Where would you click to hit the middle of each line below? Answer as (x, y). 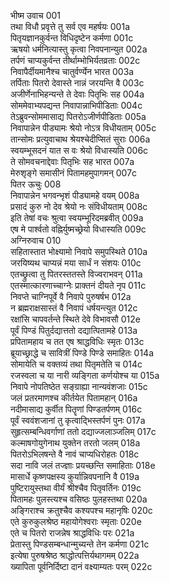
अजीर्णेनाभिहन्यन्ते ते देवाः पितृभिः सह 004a (77, 94)
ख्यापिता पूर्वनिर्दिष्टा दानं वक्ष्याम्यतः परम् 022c (81, 566)
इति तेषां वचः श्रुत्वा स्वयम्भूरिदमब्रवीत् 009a (77, 218)
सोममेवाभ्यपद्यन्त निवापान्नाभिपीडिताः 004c (76, 105)
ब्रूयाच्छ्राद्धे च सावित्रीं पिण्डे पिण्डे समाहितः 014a (82, 353)
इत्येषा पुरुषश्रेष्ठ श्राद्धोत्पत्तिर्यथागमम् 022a (75, 555)
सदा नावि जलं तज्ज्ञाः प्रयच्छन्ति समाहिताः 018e (83, 465)
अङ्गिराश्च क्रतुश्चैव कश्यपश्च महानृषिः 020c (81, 510)
